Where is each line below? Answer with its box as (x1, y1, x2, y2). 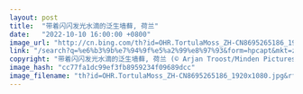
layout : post (9, 13, 59, 22)
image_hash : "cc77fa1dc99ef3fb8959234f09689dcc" (9, 64, 196, 73)
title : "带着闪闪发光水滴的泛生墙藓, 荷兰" (9, 21, 160, 30)
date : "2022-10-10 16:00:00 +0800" (9, 30, 151, 38)
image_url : (9, 38, 50, 47)
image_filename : (9, 72, 70, 81)
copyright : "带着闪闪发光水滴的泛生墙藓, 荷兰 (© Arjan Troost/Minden (9, 55, 260, 64)
